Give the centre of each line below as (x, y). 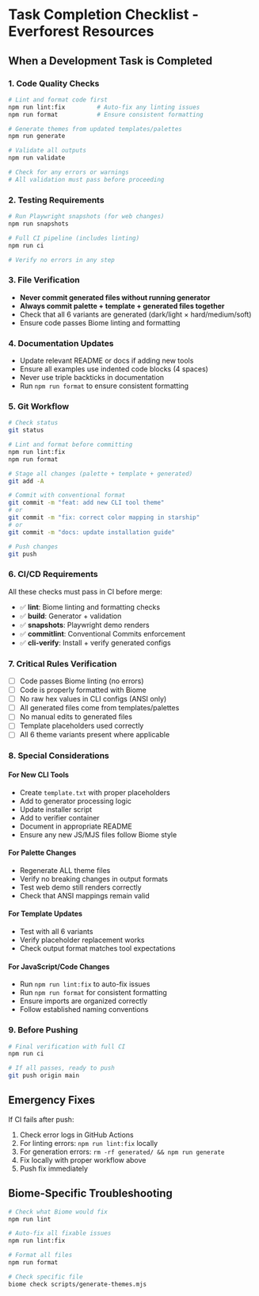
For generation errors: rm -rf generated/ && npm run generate (122, 1152)
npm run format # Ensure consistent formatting (106, 114)
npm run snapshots (38, 224)
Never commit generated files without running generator (115, 297)
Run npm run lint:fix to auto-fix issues (85, 984)
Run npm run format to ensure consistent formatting (104, 386)
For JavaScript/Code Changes (59, 967)
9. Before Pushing (43, 1030)
